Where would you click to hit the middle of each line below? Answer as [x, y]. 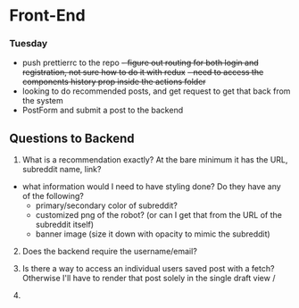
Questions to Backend [72, 138]
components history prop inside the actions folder [114, 82]
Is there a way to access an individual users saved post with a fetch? [148, 269]
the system [43, 101]
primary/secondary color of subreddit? [107, 205]
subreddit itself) [65, 225]
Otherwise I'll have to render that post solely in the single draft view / [149, 279]
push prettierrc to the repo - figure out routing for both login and [140, 62]
